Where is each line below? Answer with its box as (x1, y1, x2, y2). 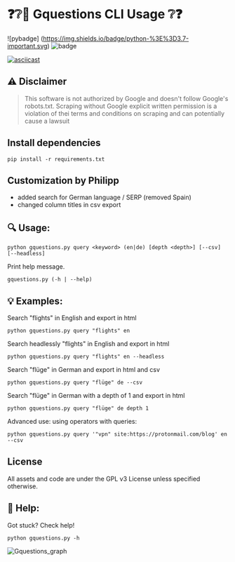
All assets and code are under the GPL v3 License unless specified (7, 474, 201, 483)
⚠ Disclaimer (7, 76, 67, 88)
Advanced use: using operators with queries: (7, 417, 137, 425)
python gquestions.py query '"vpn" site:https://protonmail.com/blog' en (7, 431, 228, 438)
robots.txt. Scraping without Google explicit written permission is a (24, 102, 217, 110)
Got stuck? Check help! (7, 521, 75, 529)
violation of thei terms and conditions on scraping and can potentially (24, 109, 225, 117)
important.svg (7, 41, 48, 50)
